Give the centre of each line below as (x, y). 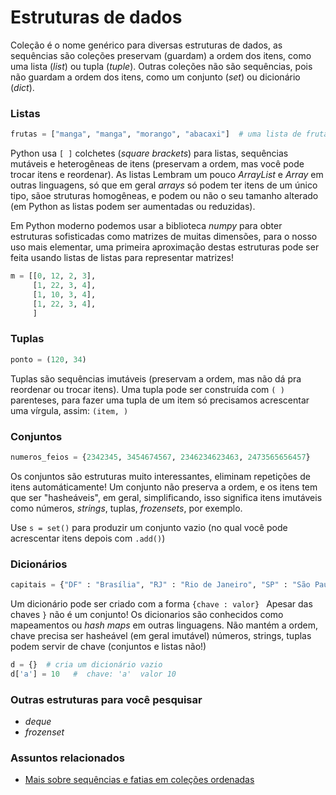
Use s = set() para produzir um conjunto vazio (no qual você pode (149, 527)
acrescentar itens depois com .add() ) (88, 538)
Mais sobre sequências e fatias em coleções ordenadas (139, 780)
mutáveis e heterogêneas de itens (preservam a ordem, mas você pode (157, 164)
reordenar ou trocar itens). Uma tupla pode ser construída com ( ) (147, 389)
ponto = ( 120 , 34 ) (48, 359)
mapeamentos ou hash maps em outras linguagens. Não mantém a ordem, (164, 625)
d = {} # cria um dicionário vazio (86, 665)
